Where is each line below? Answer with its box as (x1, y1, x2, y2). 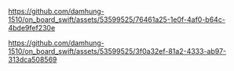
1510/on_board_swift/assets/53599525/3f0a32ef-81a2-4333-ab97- (8, 47, 227, 55)
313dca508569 (8, 55, 57, 64)
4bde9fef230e (8, 23, 56, 32)
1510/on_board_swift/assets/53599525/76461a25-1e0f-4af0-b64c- (8, 15, 226, 24)
